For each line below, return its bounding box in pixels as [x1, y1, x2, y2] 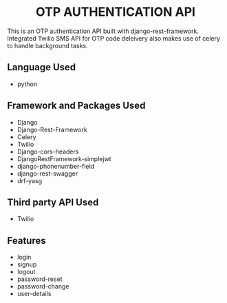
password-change [17, 282, 69, 291]
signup [17, 260, 37, 269]
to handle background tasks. [7, 41, 88, 50]
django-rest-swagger [17, 169, 78, 178]
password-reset [17, 275, 63, 283]
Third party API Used [7, 196, 99, 208]
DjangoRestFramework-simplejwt [17, 154, 111, 163]
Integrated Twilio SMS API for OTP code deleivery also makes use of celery [7, 34, 221, 42]
